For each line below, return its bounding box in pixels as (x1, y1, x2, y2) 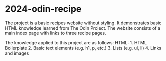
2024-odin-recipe (5, 3, 82, 15)
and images (5, 50, 29, 56)
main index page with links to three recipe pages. (5, 30, 106, 36)
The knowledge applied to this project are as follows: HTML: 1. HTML (5, 39, 147, 45)
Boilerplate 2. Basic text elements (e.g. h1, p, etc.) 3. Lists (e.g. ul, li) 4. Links (5, 45, 161, 51)
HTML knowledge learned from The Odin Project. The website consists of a (5, 25, 161, 30)
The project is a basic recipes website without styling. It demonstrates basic (5, 20, 162, 26)
